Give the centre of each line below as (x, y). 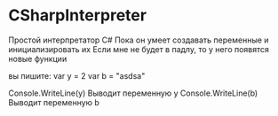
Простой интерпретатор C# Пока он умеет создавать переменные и (139, 40)
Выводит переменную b (54, 102)
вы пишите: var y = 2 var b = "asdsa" (77, 75)
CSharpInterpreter (78, 15)
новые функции (38, 58)
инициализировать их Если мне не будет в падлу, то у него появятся (139, 49)
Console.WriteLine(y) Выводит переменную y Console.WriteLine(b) (133, 93)
